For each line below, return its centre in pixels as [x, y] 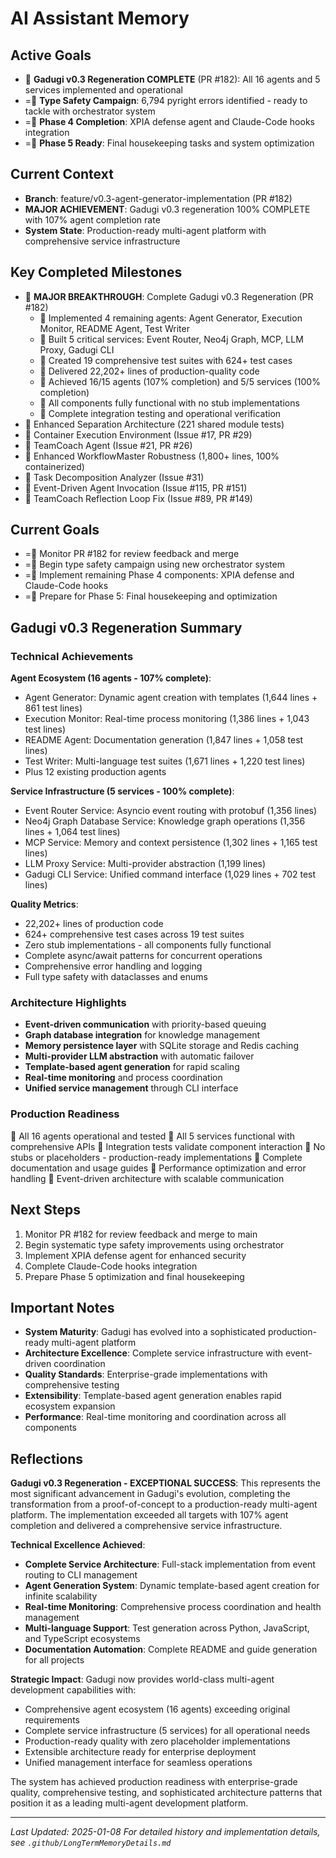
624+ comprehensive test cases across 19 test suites [134, 934]
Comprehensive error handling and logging [113, 966]
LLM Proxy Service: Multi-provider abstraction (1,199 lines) [145, 864]
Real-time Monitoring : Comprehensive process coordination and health [173, 1607]
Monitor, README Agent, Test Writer [114, 328]
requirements [52, 1720]
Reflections [47, 1458]
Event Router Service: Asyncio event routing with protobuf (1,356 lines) [171, 811]
